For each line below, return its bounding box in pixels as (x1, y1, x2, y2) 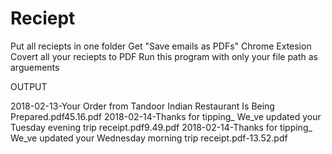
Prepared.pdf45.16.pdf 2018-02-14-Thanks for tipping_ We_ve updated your (10, 110, 322, 122)
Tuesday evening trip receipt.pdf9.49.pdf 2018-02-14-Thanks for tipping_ (10, 121, 313, 133)
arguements (10, 61, 60, 73)
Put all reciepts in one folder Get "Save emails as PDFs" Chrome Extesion (10, 40, 312, 52)
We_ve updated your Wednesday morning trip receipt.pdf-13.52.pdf (10, 132, 288, 144)
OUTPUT (10, 80, 48, 92)
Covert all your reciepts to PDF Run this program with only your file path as (10, 50, 319, 62)
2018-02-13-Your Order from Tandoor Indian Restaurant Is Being (10, 100, 275, 112)
